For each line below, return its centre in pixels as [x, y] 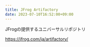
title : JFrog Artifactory [31, 10]
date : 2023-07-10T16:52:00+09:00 [39, 14]
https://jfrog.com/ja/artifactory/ [37, 39]
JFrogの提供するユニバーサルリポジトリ [45, 29]
